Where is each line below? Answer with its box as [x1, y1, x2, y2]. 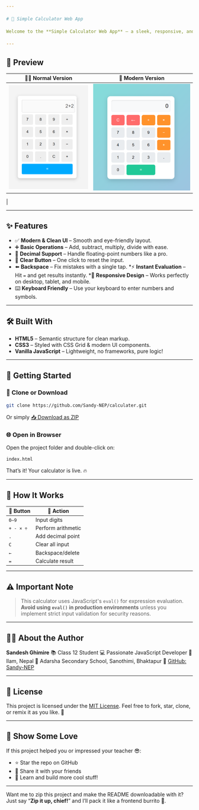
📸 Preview [6, 57, 44, 68]
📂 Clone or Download [6, 388, 68, 397]
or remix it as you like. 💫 [6, 709, 65, 716]
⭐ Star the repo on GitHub [14, 759, 78, 766]
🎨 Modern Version [118, 75, 165, 82]
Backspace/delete [35, 549, 80, 556]
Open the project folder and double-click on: [6, 444, 115, 451]
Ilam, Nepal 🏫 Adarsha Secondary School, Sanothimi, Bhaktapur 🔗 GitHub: [6, 658, 187, 665]
